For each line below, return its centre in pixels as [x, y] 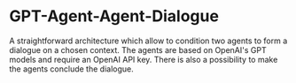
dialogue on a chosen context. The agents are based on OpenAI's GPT [138, 49]
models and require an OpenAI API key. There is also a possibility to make [144, 59]
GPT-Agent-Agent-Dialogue [114, 16]
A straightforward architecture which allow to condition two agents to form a [148, 41]
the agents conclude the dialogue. [72, 69]
